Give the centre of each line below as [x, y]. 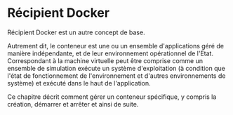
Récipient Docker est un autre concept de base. [76, 32]
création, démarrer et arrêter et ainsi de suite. [73, 104]
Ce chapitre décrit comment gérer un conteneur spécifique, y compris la [112, 97]
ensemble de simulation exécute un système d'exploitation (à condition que [116, 68]
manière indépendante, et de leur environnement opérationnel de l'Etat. [111, 53]
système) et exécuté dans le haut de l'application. [79, 83]
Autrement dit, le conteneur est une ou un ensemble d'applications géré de [116, 46]
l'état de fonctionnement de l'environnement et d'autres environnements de [116, 76]
